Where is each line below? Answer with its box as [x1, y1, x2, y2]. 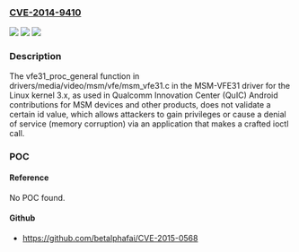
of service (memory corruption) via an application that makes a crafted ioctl [9, 118, 289, 129]
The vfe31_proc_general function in [9, 70, 140, 82]
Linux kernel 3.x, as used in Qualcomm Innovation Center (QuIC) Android [9, 90, 278, 100]
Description [9, 50, 62, 63]
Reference [9, 172, 49, 183]
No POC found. [9, 192, 66, 203]
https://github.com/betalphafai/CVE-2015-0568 [22, 232, 198, 243]
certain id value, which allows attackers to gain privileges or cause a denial [9, 109, 287, 119]
